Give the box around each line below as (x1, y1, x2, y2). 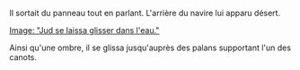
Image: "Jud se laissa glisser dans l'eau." (9, 25, 160, 35)
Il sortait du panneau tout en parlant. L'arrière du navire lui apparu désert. (9, 8, 281, 18)
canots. (9, 52, 38, 62)
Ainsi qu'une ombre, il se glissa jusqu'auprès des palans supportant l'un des (9, 42, 292, 53)
